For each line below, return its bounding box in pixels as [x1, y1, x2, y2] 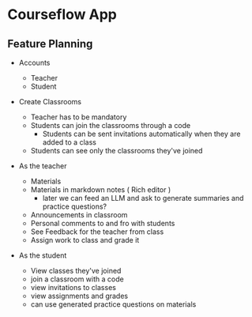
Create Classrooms [18, 97, 82, 106]
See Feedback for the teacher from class [30, 227, 164, 236]
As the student [18, 251, 67, 260]
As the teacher [18, 161, 68, 171]
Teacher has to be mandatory [30, 112, 127, 122]
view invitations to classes [30, 283, 116, 292]
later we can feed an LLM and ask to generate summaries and [42, 194, 244, 202]
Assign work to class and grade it [30, 236, 140, 244]
